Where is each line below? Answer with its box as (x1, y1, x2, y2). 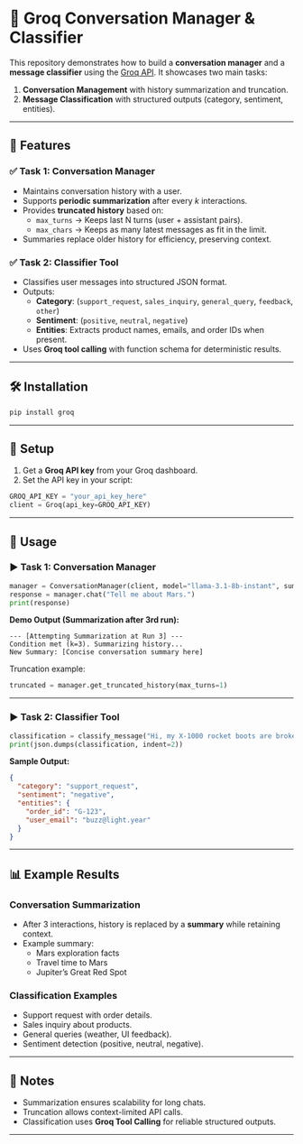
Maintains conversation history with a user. (22, 185, 182, 197)
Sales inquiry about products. (22, 1019, 133, 1030)
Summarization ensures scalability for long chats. (22, 1097, 207, 1108)
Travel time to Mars (35, 957, 108, 968)
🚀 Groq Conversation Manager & (9, 8, 255, 29)
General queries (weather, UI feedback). (22, 1029, 172, 1040)
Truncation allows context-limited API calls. (22, 1107, 183, 1118)
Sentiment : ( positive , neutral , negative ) (35, 315, 188, 326)
